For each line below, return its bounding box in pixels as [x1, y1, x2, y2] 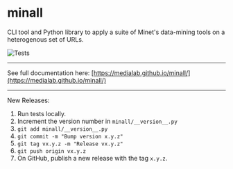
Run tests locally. [17, 109, 66, 118]
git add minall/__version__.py [17, 125, 108, 133]
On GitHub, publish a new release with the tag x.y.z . [17, 154, 168, 162]
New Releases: [7, 96, 50, 104]
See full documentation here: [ [7, 68, 94, 77]
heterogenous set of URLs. [7, 35, 84, 43]
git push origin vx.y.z [17, 147, 87, 154]
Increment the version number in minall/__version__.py [17, 117, 178, 125]
